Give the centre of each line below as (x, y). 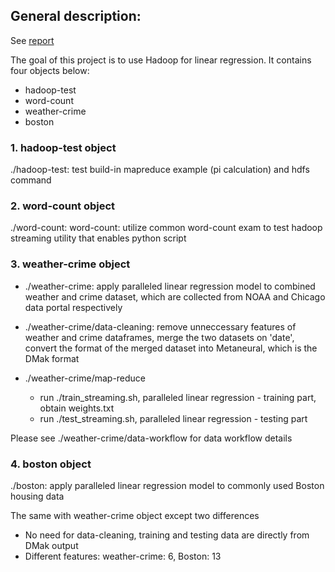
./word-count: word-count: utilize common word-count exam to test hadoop (166, 228)
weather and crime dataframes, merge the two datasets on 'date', (159, 337)
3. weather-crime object (70, 264)
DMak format (52, 358)
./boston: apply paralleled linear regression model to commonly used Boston (167, 485)
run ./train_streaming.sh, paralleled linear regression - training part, (178, 397)
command (31, 180)
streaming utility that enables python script (98, 238)
